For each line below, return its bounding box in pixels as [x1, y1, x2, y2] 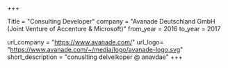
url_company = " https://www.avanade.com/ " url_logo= [7, 38, 164, 46]
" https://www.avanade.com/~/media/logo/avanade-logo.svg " [7, 46, 184, 53]
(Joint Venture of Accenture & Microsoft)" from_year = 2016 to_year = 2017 [7, 25, 221, 33]
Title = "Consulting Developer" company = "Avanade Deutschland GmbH [7, 17, 215, 25]
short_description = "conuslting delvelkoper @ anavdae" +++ [7, 53, 183, 61]
